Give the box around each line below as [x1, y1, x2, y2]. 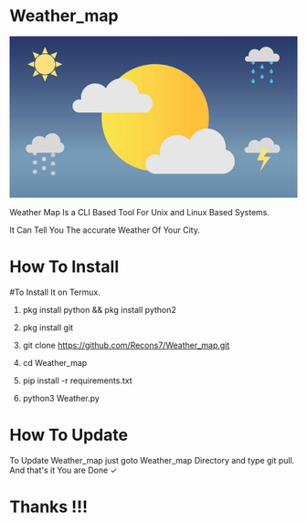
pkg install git [22, 321, 74, 333]
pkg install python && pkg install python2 [22, 304, 176, 315]
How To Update [9, 425, 129, 445]
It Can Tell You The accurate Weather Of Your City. [9, 224, 201, 235]
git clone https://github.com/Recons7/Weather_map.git [22, 339, 230, 350]
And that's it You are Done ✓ [9, 465, 118, 475]
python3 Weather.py [22, 392, 101, 403]
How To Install [9, 256, 120, 277]
